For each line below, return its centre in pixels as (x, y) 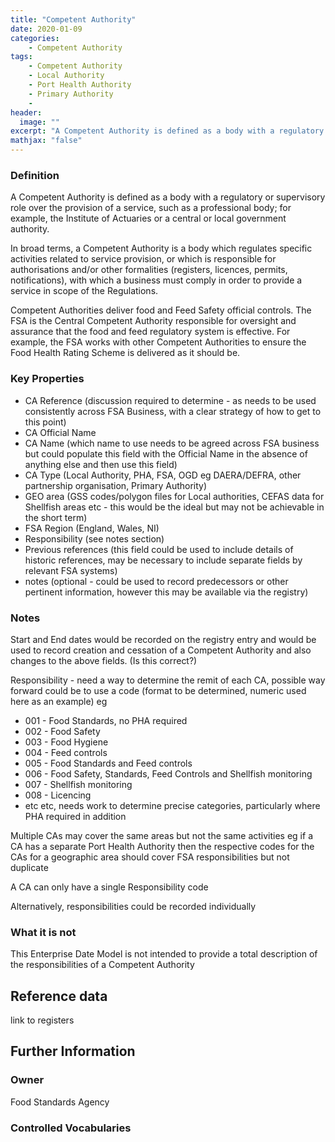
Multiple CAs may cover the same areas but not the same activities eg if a (161, 835)
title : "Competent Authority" (73, 19)
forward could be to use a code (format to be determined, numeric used (158, 690)
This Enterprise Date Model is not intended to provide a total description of (164, 954)
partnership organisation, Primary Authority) (116, 485)
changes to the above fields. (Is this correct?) (104, 660)
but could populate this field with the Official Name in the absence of (166, 453)
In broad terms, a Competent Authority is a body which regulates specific (161, 248)
